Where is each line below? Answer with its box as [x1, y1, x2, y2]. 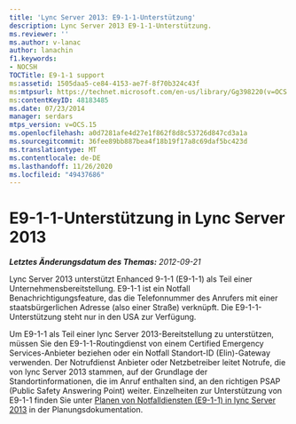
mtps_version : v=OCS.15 [9, 121, 97, 130]
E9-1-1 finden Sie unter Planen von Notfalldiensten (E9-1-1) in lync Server [9, 395, 277, 405]
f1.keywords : [9, 54, 58, 63]
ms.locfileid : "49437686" [9, 170, 105, 179]
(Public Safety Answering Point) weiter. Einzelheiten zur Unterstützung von [9, 386, 283, 396]
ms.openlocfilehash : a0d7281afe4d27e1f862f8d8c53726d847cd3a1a [9, 129, 248, 138]
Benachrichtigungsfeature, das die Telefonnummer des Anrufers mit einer [9, 292, 278, 303]
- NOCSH [9, 63, 38, 72]
